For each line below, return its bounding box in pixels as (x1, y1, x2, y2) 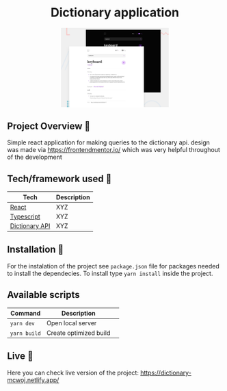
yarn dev (10, 320, 36, 327)
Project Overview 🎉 (7, 120, 91, 131)
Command (10, 310, 41, 317)
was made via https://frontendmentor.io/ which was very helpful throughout (7, 146, 221, 154)
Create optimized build (46, 329, 111, 337)
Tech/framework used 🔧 (7, 173, 112, 184)
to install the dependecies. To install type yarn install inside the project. (7, 269, 213, 277)
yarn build (10, 330, 41, 337)
